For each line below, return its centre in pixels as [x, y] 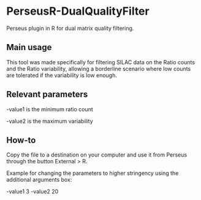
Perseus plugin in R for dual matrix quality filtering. [70, 28]
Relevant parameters [47, 94]
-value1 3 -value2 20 [32, 191]
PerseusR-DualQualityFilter [78, 11]
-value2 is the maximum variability [50, 121]
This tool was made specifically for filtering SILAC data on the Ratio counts [100, 62]
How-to [21, 140]
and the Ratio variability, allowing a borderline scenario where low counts [99, 69]
